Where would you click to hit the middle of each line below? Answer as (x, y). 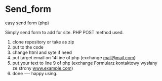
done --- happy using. (35, 73)
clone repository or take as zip (43, 42)
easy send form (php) (27, 23)
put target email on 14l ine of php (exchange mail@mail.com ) (74, 57)
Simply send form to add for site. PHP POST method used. (64, 32)
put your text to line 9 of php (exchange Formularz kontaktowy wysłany (85, 63)
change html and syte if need (42, 52)
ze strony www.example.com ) (42, 68)
